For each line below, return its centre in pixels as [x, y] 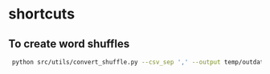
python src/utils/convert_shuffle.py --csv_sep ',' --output [116, 62]
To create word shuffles [69, 44]
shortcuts [41, 14]
